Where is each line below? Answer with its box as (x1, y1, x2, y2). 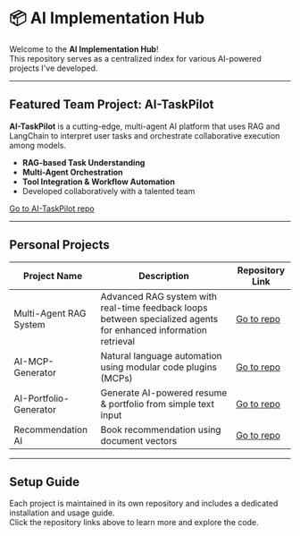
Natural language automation (100, 349, 222, 362)
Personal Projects (9, 237, 110, 252)
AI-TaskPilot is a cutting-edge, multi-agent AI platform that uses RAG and (9, 121, 280, 132)
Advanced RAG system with (100, 290, 217, 302)
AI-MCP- (13, 355, 54, 368)
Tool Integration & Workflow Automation (21, 176, 176, 187)
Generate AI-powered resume (100, 387, 228, 399)
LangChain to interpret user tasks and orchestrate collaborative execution (9, 130, 280, 140)
